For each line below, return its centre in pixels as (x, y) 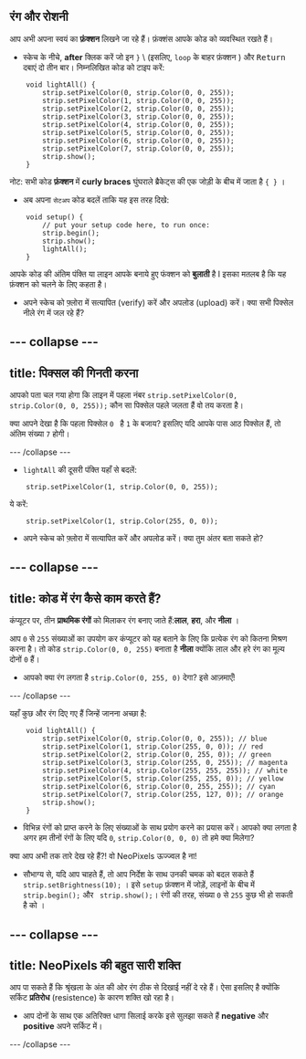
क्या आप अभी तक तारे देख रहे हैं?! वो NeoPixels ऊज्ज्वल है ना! (104, 856)
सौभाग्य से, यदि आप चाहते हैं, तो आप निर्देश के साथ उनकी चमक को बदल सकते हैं (138, 875)
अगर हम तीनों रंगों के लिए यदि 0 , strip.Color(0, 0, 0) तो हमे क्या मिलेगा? (138, 838)
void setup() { (55, 217)
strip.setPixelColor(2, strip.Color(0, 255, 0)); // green (157, 755)
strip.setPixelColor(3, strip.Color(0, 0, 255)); (138, 116)
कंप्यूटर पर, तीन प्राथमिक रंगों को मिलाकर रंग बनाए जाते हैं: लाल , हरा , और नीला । (124, 621)
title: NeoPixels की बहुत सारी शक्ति (95, 965)
